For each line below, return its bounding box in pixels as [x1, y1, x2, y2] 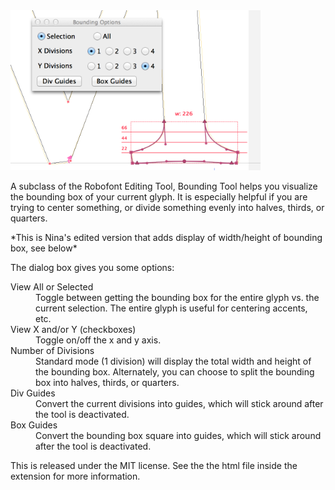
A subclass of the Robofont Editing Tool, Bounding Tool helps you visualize [10, 180, 318, 193]
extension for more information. [10, 470, 141, 483]
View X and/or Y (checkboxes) [10, 324, 137, 336]
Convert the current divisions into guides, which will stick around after [35, 398, 324, 410]
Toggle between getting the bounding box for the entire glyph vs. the [35, 292, 320, 304]
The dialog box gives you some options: [10, 262, 175, 274]
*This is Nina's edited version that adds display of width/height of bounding [10, 232, 323, 244]
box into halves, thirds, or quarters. [35, 377, 180, 389]
